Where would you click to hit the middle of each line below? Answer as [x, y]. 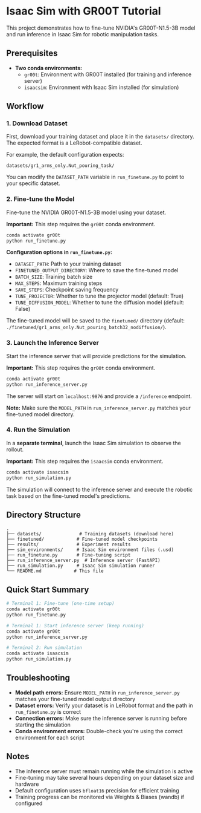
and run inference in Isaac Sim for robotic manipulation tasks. [82, 34]
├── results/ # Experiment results [69, 545]
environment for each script [49, 737]
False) [23, 309]
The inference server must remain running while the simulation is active [104, 771]
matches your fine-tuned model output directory [75, 699]
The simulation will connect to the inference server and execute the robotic [100, 489]
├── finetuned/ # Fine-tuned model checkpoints [82, 540]
